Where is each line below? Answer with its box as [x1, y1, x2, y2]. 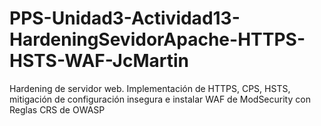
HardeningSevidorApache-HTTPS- [9, 28, 306, 51]
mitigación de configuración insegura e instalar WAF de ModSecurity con [9, 93, 311, 105]
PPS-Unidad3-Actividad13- [9, 7, 241, 30]
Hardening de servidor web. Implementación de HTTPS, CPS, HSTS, [9, 82, 291, 94]
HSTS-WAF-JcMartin [9, 50, 189, 72]
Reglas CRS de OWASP [9, 103, 106, 116]
